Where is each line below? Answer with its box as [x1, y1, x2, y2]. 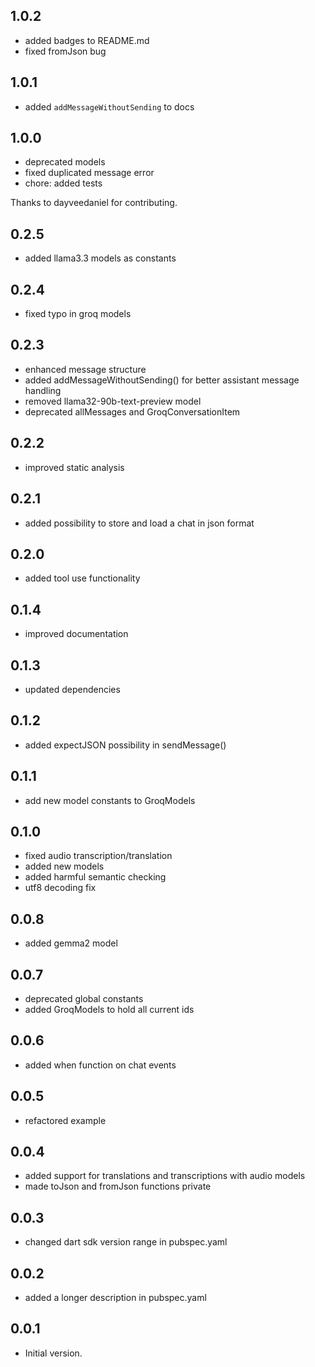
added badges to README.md [24, 34, 150, 46]
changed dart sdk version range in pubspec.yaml [24, 1236, 228, 1248]
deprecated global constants [24, 993, 144, 1004]
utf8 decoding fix [24, 882, 97, 894]
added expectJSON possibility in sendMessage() [24, 739, 227, 751]
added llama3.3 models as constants [24, 252, 177, 264]
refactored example [24, 1114, 107, 1126]
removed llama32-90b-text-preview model [24, 395, 202, 407]
